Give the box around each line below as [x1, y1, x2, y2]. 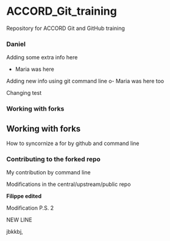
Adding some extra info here [6, 54, 78, 61]
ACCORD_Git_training [6, 4, 117, 18]
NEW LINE [6, 216, 32, 224]
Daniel [6, 40, 26, 48]
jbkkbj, [6, 228, 23, 235]
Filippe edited [6, 193, 42, 200]
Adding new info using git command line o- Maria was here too [6, 78, 165, 85]
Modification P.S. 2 [6, 204, 54, 212]
